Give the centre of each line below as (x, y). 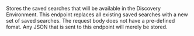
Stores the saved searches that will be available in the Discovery (84, 8)
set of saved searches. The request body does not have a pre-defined (91, 21)
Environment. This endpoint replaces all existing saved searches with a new (97, 15)
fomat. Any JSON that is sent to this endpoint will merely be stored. (87, 27)
